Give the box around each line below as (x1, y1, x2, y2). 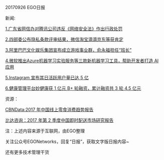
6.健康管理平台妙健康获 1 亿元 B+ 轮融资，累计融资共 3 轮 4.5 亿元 (5, 85, 141, 91)
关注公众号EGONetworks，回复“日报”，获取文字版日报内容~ (5, 138, 129, 144)
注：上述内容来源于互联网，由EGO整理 (5, 128, 85, 134)
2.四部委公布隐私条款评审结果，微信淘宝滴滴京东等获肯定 (5, 37, 124, 42)
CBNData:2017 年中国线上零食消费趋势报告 (5, 107, 94, 112)
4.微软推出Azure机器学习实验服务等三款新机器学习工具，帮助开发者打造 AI (5, 58, 159, 64)
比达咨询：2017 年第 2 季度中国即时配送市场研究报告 (5, 117, 114, 123)
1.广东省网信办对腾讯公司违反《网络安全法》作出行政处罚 (5, 26, 123, 32)
